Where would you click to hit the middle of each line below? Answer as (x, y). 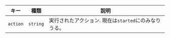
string (36, 24)
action (16, 24)
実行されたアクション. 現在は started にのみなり (105, 20)
